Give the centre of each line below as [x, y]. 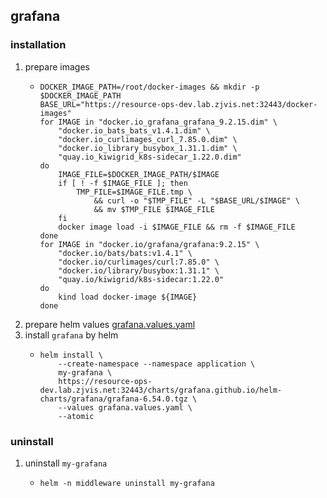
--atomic [76, 416]
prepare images [57, 66]
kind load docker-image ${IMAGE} [128, 297]
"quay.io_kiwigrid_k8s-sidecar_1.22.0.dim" [150, 157]
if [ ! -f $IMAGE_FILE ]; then [123, 183]
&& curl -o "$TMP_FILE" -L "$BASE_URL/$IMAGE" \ [196, 200]
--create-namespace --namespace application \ [157, 364]
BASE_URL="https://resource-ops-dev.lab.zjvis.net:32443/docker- [178, 104]
